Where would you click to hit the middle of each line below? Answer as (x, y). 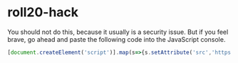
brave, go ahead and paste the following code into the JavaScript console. (117, 39)
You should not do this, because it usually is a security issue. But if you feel (118, 32)
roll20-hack (43, 12)
